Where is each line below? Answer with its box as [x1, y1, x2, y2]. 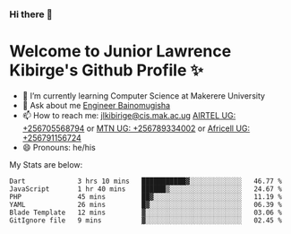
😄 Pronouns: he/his [21, 142, 96, 152]
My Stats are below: [9, 159, 83, 169]
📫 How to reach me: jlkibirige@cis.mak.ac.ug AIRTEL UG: [21, 109, 236, 120]
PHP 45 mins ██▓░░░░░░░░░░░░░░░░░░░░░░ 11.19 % [9, 192, 282, 201]
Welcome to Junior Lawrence [9, 41, 232, 62]
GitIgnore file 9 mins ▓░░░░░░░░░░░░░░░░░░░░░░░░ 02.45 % [9, 215, 282, 225]
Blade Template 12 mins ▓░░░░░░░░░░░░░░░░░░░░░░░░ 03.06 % [9, 208, 282, 217]
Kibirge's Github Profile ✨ [9, 60, 204, 81]
